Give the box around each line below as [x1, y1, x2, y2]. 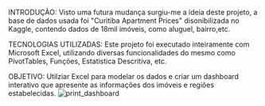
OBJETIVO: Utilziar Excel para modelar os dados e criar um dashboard [8, 72, 240, 81]
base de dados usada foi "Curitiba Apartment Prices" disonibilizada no [8, 16, 240, 25]
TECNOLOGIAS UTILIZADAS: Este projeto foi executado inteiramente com [8, 40, 250, 49]
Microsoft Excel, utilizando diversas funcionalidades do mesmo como [8, 48, 236, 57]
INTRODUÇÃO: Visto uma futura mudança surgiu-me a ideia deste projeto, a [8, 8, 258, 17]
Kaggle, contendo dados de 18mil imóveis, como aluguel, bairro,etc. [8, 25, 231, 33]
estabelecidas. [8, 89, 57, 98]
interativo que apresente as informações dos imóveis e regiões [8, 80, 215, 89]
